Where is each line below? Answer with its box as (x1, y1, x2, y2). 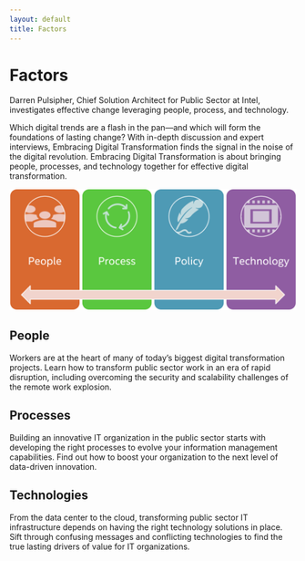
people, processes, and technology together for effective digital (9, 161, 249, 172)
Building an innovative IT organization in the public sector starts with (9, 431, 267, 442)
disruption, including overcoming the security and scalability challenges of (9, 371, 289, 382)
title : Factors (9, 24, 67, 34)
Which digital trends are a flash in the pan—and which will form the (9, 122, 261, 133)
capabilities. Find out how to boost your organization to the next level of (9, 452, 279, 462)
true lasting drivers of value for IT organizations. (9, 541, 190, 552)
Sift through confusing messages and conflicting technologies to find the (9, 531, 283, 542)
